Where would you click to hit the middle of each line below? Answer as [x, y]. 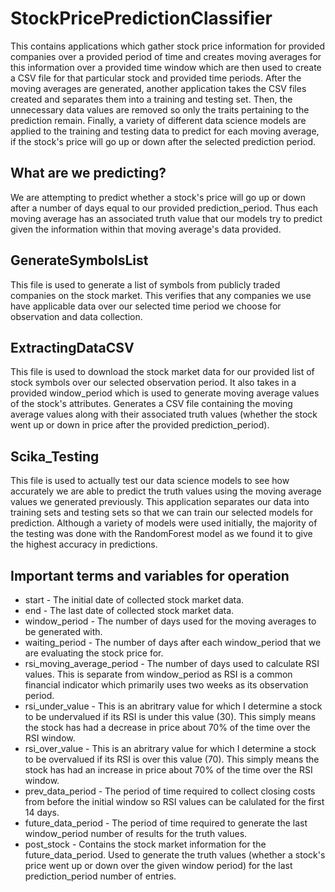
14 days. [42, 812]
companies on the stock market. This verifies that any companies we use [161, 295]
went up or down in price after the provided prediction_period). [140, 425]
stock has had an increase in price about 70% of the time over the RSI [168, 770]
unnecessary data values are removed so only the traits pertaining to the [160, 109]
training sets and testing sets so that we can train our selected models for [162, 513]
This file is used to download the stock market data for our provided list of [162, 372]
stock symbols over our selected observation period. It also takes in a [153, 383]
